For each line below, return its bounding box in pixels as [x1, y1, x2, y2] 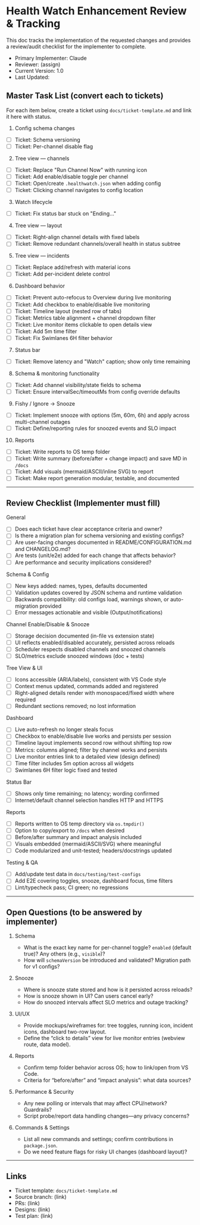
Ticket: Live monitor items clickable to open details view [14, 321, 152, 328]
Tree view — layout [14, 222, 62, 229]
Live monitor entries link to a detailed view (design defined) [14, 753, 161, 760]
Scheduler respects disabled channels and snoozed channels [14, 645, 166, 652]
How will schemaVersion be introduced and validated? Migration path [23, 957, 191, 964]
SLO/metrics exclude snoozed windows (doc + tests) [14, 652, 145, 660]
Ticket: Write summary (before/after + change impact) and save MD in [14, 455, 187, 462]
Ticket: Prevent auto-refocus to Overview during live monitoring [14, 294, 171, 301]
